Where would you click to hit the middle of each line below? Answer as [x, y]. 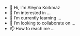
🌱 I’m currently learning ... [35, 18]
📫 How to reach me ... [32, 28]
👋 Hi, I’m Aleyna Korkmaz [35, 8]
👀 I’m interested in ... [30, 13]
